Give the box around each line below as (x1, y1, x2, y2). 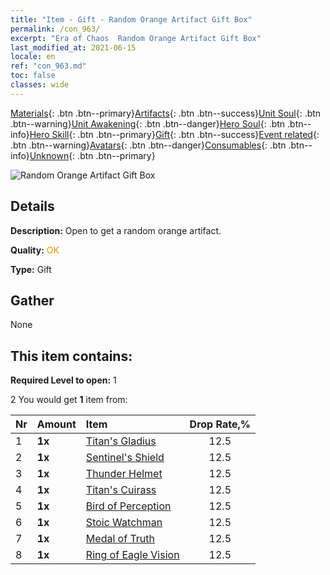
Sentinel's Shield (85, 451, 165, 465)
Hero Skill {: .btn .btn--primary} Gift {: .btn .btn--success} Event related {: (29, 128, 320, 140)
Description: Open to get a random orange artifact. (10, 224, 222, 236)
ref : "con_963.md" (10, 61, 87, 71)
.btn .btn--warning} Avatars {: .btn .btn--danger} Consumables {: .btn (10, 139, 287, 151)
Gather (10, 292, 55, 309)
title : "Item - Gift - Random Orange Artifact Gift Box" (10, 14, 253, 25)
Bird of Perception (85, 499, 172, 513)
